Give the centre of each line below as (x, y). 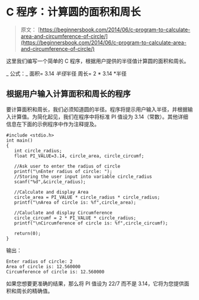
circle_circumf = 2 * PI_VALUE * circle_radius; (75, 218)
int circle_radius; (38, 151)
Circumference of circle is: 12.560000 (55, 272)
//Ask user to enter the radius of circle (67, 166)
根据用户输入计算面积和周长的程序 (68, 94)
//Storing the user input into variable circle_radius (83, 177)
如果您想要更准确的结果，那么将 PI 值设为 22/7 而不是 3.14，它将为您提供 (95, 283)
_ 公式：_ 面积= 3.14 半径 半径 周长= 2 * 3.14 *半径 (67, 73)
